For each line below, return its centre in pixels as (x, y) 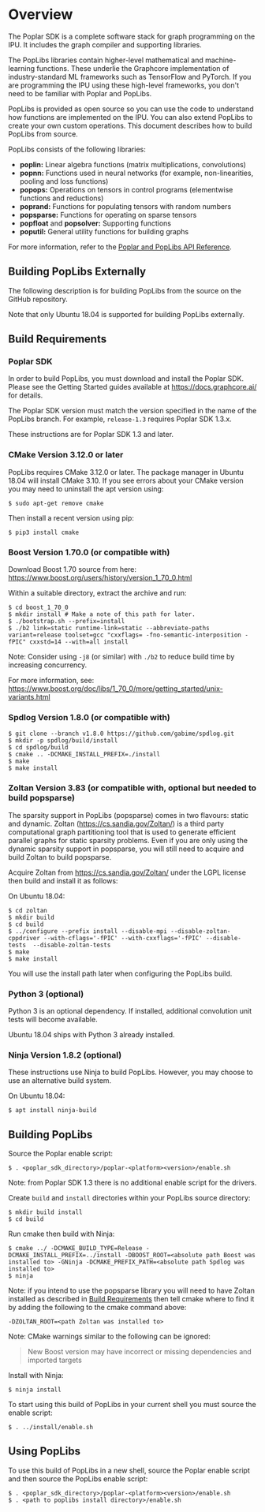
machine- (220, 60)
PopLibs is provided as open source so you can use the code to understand (131, 109)
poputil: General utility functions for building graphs (104, 231)
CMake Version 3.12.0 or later (66, 455)
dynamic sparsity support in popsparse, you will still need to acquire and (126, 849)
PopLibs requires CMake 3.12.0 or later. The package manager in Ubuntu (126, 472)
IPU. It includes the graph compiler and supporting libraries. (105, 44)
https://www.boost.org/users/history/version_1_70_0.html (100, 578)
